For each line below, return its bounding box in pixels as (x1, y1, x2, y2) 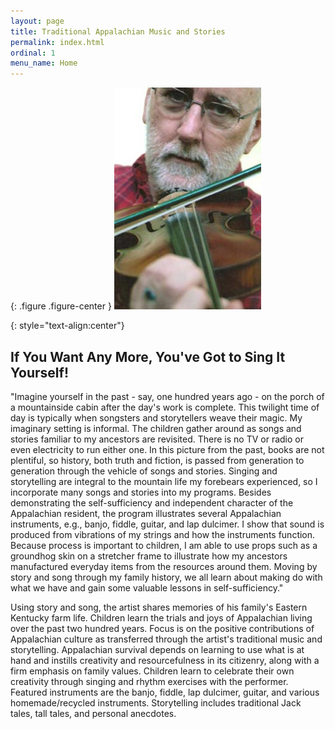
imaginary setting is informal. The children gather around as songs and (10, 422, 302, 434)
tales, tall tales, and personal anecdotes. (10, 707, 177, 719)
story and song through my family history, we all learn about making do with (10, 571, 323, 583)
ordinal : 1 (10, 48, 56, 58)
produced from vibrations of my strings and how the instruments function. (10, 528, 316, 540)
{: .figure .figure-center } (10, 300, 112, 312)
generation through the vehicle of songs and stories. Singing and (10, 465, 278, 477)
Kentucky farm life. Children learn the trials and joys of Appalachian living (10, 611, 313, 624)
